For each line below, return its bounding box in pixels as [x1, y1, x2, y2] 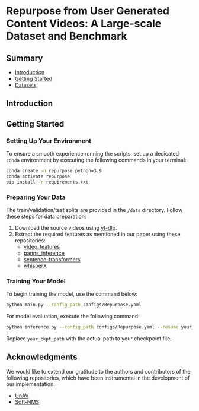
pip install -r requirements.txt [6, 179, 89, 185]
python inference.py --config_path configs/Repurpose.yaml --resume [6, 324, 179, 330]
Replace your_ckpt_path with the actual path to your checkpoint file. [6, 335, 172, 342]
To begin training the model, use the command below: [6, 290, 138, 298]
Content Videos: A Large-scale [6, 17, 162, 30]
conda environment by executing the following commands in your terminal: [6, 156, 187, 164]
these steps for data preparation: [6, 213, 86, 220]
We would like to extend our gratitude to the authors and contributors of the [6, 368, 191, 375]
